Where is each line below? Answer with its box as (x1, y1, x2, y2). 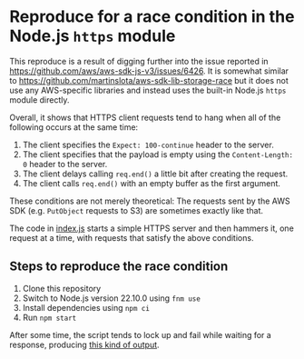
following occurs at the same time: (9, 121, 139, 133)
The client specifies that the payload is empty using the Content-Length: (22, 148, 293, 160)
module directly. (9, 94, 70, 105)
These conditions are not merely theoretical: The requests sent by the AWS (9, 195, 290, 206)
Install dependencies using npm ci (22, 302, 150, 313)
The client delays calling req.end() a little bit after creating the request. (22, 168, 289, 179)
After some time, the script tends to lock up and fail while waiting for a (9, 329, 272, 340)
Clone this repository (22, 283, 102, 294)
